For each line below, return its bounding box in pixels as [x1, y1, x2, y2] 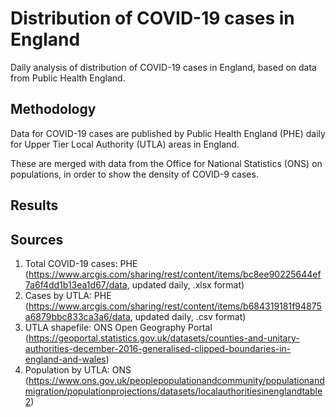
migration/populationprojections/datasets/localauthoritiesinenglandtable [24, 385, 323, 397]
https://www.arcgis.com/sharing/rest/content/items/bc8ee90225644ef [28, 268, 322, 280]
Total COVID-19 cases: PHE [24, 257, 138, 269]
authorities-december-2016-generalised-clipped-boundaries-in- [24, 342, 292, 354]
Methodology [10, 101, 97, 118]
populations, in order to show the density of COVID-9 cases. [10, 168, 259, 180]
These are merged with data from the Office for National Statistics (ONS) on [10, 157, 323, 169]
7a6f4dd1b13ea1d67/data [24, 278, 128, 291]
